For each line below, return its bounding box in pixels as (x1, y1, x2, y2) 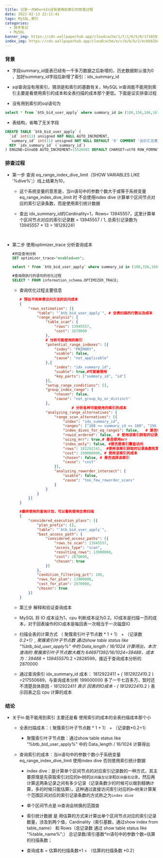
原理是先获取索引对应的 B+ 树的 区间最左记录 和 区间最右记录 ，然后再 (31, 774, 155, 780)
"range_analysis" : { (36, 315, 79, 320)
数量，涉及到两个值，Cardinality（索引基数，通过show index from (26, 819, 158, 825)
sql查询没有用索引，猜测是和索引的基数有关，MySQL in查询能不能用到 (12, 84, 152, 90)
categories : (5, 20, 29, 26)
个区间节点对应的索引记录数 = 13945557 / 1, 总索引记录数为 (19, 217, 138, 223)
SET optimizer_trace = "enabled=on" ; (12, 256, 84, 261)
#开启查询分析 (12, 251, 36, 256)
